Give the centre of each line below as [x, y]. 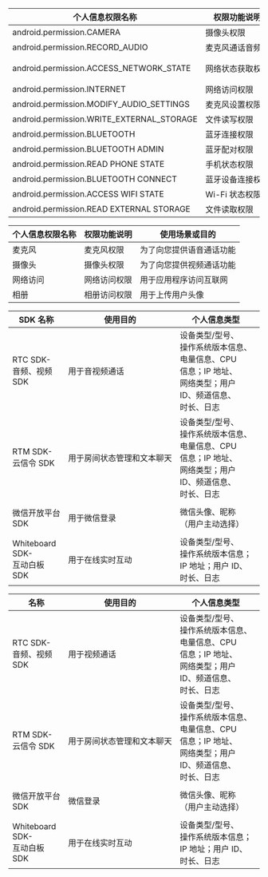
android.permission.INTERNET [69, 89]
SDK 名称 [36, 320]
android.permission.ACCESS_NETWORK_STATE [102, 68]
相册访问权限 [108, 295]
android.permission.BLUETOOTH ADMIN [88, 149]
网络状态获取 [229, 69]
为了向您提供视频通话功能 [188, 265]
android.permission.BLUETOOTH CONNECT [95, 179]
